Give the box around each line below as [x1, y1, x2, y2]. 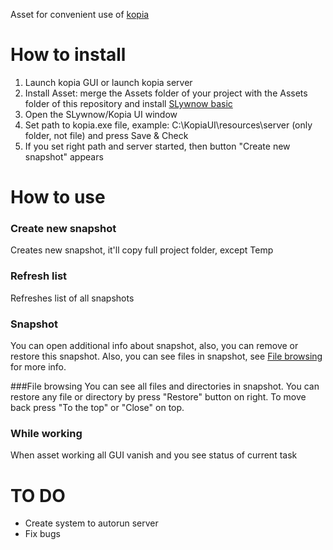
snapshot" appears [24, 150, 104, 163]
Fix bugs [24, 528, 61, 540]
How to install [10, 44, 127, 66]
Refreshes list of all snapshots [10, 292, 135, 304]
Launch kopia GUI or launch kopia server [24, 76, 193, 88]
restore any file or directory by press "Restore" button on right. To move [10, 391, 307, 403]
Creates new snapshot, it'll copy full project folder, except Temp [10, 244, 274, 256]
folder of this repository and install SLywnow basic [24, 97, 233, 109]
